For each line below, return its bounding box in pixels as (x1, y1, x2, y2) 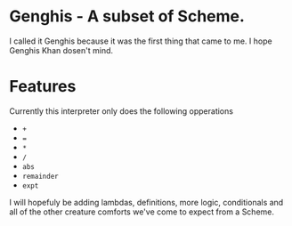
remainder (21, 172, 60, 181)
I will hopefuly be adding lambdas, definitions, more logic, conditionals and (9, 197, 284, 207)
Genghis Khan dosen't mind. (9, 44, 114, 55)
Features (9, 77, 77, 97)
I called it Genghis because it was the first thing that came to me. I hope (9, 36, 273, 46)
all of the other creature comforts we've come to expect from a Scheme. (9, 206, 274, 217)
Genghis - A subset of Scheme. (9, 6, 245, 27)
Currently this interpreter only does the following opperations (9, 105, 234, 117)
